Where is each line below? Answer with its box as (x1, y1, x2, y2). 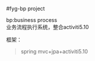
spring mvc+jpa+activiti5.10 (20, 48, 88, 55)
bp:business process (6, 17, 58, 23)
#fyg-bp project (6, 5, 45, 12)
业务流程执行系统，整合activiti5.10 (6, 24, 89, 30)
